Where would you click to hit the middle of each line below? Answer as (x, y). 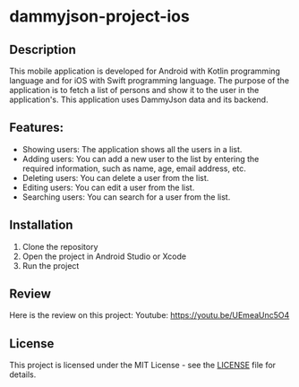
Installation (41, 225)
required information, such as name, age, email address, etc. (134, 168)
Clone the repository (60, 246)
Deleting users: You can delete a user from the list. (115, 177)
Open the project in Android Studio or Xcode (104, 256)
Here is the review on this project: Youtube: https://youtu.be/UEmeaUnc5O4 (149, 315)
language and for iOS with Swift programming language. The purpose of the (149, 81)
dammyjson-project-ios (99, 17)
